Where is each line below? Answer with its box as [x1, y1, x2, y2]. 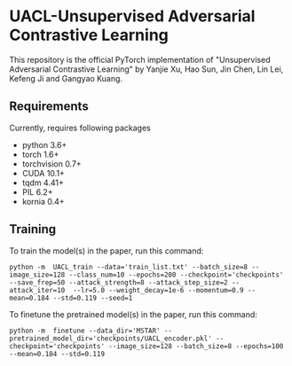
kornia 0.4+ [21, 196, 65, 206]
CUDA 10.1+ [21, 167, 65, 178]
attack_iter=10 [9, 285, 66, 294]
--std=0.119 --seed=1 [52, 293, 133, 302]
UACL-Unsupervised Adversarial [9, 6, 256, 27]
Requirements [9, 99, 89, 114]
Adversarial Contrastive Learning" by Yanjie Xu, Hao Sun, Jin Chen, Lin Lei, [9, 64, 284, 74]
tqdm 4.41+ [21, 177, 64, 188]
